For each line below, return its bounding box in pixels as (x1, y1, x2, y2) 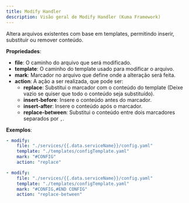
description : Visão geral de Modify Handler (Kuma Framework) (6, 14, 161, 20)
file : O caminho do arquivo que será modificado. (14, 59, 132, 66)
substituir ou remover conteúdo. (6, 36, 84, 43)
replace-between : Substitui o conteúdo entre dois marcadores (23, 109, 176, 116)
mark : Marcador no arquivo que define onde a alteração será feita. (14, 71, 176, 78)
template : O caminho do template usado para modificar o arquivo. (14, 65, 174, 72)
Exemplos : (6, 126, 32, 133)
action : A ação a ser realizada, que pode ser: (14, 77, 124, 85)
